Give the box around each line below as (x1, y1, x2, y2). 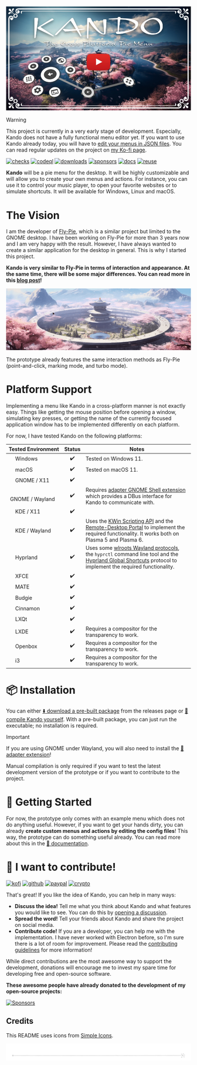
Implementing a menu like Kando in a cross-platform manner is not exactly (6, 402, 186, 409)
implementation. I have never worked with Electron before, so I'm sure (14, 933, 184, 940)
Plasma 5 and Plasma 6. (85, 536, 144, 543)
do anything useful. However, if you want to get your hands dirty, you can (6, 821, 184, 828)
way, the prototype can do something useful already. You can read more (6, 834, 181, 841)
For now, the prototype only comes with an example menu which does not (6, 815, 185, 822)
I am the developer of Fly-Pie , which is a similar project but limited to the (6, 228, 181, 235)
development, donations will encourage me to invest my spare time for (6, 964, 176, 971)
